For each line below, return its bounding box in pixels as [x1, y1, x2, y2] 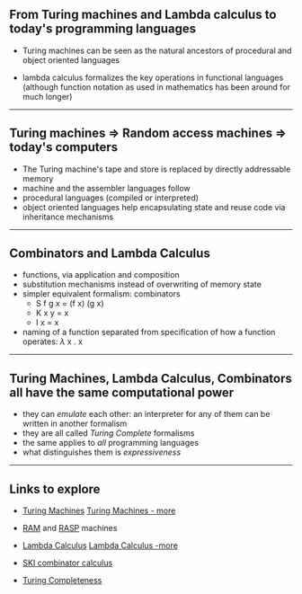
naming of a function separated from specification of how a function [22, 327, 276, 338]
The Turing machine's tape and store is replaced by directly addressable [22, 164, 291, 174]
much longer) [22, 91, 73, 102]
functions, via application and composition [22, 270, 180, 280]
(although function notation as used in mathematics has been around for [22, 81, 290, 93]
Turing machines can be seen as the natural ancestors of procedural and [22, 45, 292, 56]
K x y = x [35, 307, 69, 318]
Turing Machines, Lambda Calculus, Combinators [9, 370, 292, 386]
